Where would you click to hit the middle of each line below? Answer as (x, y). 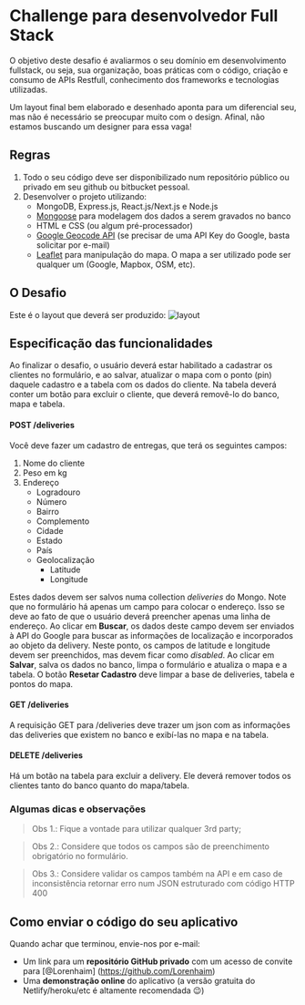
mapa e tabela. (37, 404)
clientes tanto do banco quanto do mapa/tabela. (99, 785)
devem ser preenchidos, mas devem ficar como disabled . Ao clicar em (142, 655)
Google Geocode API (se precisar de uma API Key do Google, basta (163, 235)
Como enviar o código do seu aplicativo (124, 922)
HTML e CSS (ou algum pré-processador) (115, 225)
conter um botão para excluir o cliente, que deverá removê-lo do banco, (144, 395)
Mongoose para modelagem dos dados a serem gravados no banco (163, 216)
